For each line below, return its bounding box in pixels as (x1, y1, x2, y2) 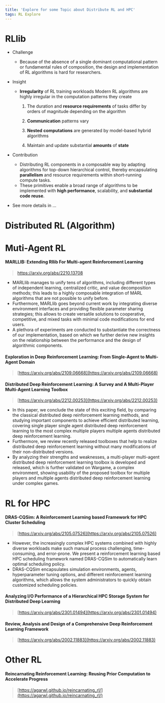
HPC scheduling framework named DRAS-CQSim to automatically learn (12, 555, 158, 561)
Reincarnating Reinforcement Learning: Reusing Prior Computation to (5, 671, 151, 676)
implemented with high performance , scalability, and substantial (19, 188, 153, 194)
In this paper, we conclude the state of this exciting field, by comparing (12, 407, 157, 413)
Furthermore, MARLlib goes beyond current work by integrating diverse (12, 300, 158, 306)
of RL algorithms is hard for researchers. (19, 70, 102, 75)
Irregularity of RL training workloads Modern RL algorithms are (19, 88, 148, 94)
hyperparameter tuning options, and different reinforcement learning (12, 571, 152, 577)
